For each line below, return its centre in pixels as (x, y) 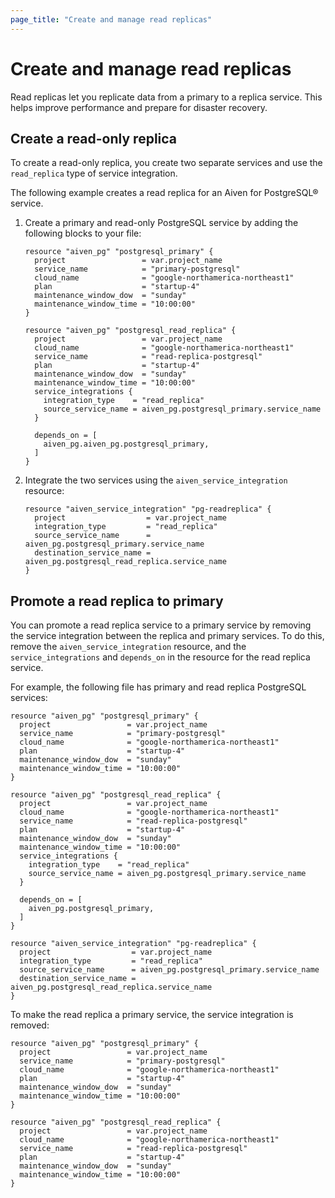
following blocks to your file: (83, 233)
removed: (30, 1025)
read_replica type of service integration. (94, 173)
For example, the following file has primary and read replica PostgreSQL (158, 687)
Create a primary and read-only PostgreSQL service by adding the (161, 223)
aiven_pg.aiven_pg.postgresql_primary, (126, 444)
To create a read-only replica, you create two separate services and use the (166, 163)
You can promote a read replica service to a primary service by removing (161, 625)
